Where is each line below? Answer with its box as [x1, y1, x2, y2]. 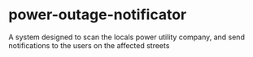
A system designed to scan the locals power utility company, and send [8, 32, 246, 42]
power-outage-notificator [8, 6, 187, 24]
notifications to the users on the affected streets [8, 40, 170, 50]
